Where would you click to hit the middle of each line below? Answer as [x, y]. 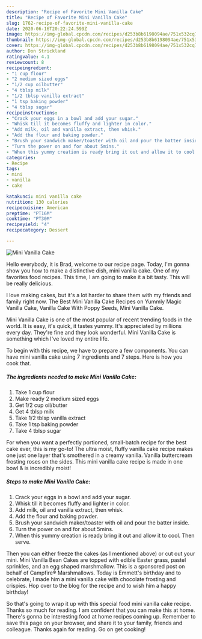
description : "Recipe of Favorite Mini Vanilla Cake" [75, 12]
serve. [23, 542]
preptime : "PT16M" [29, 213]
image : [14, 34]
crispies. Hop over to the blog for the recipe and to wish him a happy [91, 585]
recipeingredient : [29, 68]
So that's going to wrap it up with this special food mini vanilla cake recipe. [99, 603]
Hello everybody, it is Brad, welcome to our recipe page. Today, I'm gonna [98, 264]
